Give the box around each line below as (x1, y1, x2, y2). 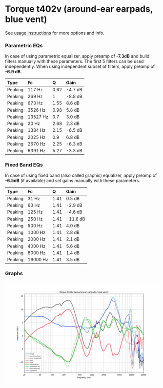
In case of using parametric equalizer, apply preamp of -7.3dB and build (5, 53, 150, 59)
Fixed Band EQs (5, 161, 43, 168)
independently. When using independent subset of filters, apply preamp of (5, 63, 155, 69)
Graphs (5, 270, 23, 277)
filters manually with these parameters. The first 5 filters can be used (5, 59, 144, 64)
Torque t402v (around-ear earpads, (5, 3, 153, 15)
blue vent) (5, 14, 47, 25)
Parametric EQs (5, 42, 43, 49)
